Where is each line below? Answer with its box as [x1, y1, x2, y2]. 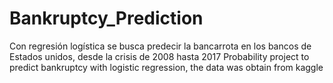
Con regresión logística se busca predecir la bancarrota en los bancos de [9, 40, 312, 52]
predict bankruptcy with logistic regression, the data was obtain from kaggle [9, 61, 324, 73]
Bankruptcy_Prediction [9, 7, 204, 30]
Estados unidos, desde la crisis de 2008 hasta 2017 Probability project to [9, 50, 310, 62]
